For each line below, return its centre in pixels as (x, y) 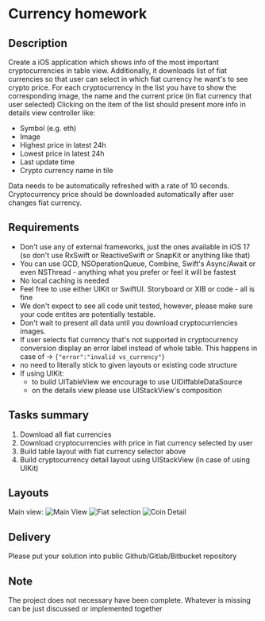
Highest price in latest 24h (63, 145)
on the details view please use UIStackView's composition (127, 390)
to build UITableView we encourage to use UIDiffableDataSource (137, 381)
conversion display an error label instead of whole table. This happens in (138, 348)
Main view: (26, 512)
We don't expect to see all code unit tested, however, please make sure (136, 306)
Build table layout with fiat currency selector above (103, 451)
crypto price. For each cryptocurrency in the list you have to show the (122, 87)
